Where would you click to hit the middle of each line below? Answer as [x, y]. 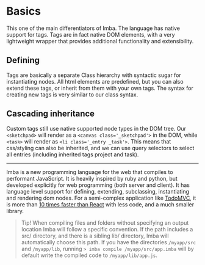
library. [15, 211]
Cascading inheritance [51, 114]
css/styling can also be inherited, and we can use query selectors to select [100, 148]
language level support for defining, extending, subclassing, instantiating [98, 191]
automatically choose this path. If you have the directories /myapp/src [109, 242]
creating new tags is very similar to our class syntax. [72, 94]
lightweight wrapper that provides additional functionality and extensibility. [100, 41]
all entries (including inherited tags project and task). [73, 154]
